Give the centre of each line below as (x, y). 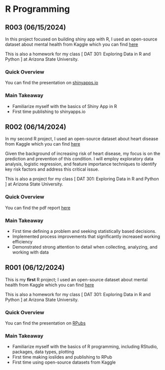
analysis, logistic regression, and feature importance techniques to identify (81, 164)
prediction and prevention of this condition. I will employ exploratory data (79, 159)
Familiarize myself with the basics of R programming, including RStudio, (85, 347)
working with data (31, 252)
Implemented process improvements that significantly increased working (86, 236)
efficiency (22, 242)
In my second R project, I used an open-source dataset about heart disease (82, 139)
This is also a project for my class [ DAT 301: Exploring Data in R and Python (82, 179)
